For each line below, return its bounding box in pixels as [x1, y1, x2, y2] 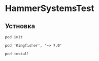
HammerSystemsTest [5, 3, 95, 14]
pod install [5, 51, 29, 56]
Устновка [5, 22, 35, 30]
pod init [5, 35, 23, 39]
